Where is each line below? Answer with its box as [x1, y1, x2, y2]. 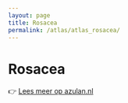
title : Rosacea [8, 19, 58, 27]
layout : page [8, 11, 51, 20]
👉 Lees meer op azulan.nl [8, 86, 94, 96]
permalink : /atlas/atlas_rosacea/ [8, 26, 121, 34]
